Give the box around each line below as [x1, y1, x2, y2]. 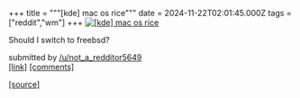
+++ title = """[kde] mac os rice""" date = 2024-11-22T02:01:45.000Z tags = [8, 8, 292, 18]
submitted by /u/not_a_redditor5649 [8, 52, 142, 62]
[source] [8, 79, 41, 89]
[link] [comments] [8, 62, 75, 72]
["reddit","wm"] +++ [8, 17, 83, 28]
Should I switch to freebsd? [8, 35, 110, 45]
